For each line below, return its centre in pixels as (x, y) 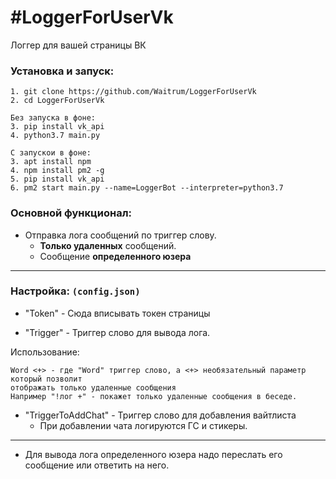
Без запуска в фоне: (53, 118)
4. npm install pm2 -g (57, 171)
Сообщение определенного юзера (115, 256)
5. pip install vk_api (57, 179)
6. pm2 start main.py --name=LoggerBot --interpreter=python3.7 (147, 188)
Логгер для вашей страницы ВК (78, 45)
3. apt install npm (51, 162)
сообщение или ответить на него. (97, 465)
